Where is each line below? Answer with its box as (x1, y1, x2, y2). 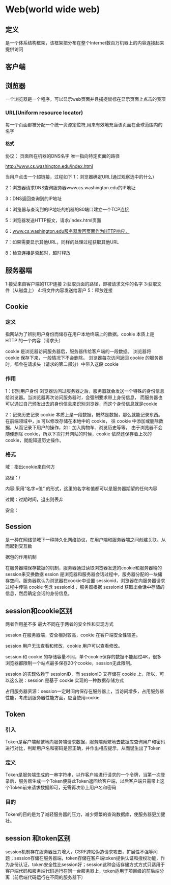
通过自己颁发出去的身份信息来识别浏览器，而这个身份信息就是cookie (14, 401, 158, 407)
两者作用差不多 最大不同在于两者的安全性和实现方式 (5, 621, 113, 627)
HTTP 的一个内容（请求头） (5, 338, 64, 344)
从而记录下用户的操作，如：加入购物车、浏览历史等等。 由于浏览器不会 (14, 424, 163, 430)
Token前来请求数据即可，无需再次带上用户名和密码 (9, 784, 117, 791)
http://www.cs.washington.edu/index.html (5, 163, 93, 169)
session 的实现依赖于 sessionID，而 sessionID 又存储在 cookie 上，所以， (5, 671, 160, 677)
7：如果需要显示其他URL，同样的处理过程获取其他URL (5, 239, 119, 245)
